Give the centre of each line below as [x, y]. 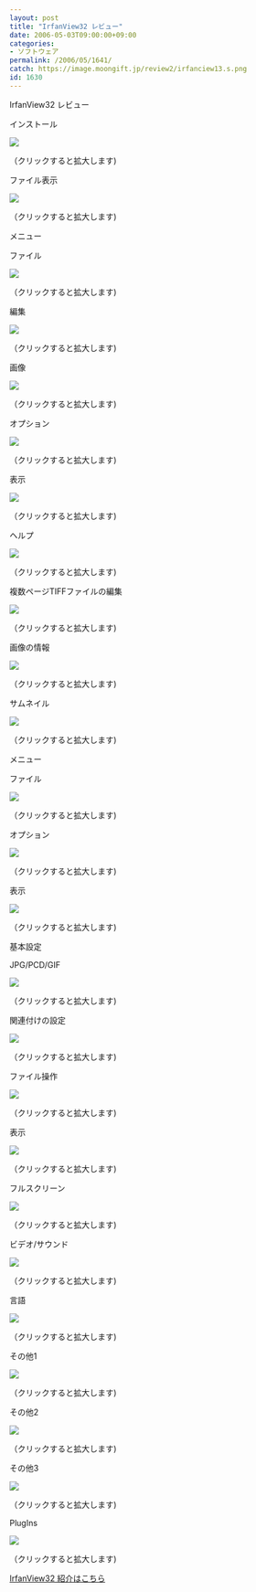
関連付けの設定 [37, 1020]
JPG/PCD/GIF [35, 964]
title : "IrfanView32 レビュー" [66, 27]
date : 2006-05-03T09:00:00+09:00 [73, 35]
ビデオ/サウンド [39, 1244]
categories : [32, 43]
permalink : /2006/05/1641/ [61, 60]
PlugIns [24, 1523]
